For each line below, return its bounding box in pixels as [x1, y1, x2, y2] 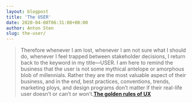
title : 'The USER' [6, 14, 51, 20]
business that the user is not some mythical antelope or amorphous [20, 65, 184, 72]
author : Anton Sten [6, 25, 54, 31]
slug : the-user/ [6, 31, 46, 36]
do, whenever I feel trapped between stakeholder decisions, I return [20, 53, 186, 60]
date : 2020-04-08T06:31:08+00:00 [6, 19, 88, 25]
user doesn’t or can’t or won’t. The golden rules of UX [20, 91, 151, 98]
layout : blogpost [6, 8, 49, 15]
